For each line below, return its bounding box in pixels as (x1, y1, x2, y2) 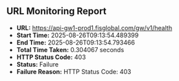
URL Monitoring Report (6, 5, 107, 17)
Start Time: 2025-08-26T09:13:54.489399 (16, 31, 139, 39)
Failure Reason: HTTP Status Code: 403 (16, 67, 131, 76)
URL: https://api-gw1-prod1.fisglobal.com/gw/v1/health (16, 23, 173, 32)
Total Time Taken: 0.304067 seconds (16, 45, 125, 54)
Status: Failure (16, 60, 59, 68)
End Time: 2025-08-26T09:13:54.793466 (16, 38, 136, 47)
